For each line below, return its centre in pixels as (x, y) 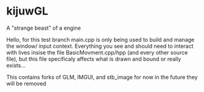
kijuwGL (27, 11)
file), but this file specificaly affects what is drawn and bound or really (94, 59)
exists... (16, 65)
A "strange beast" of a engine (44, 28)
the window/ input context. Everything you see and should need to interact (100, 46)
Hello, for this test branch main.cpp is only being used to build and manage (100, 39)
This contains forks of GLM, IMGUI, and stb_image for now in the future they (102, 77)
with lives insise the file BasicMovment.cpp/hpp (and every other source (97, 52)
